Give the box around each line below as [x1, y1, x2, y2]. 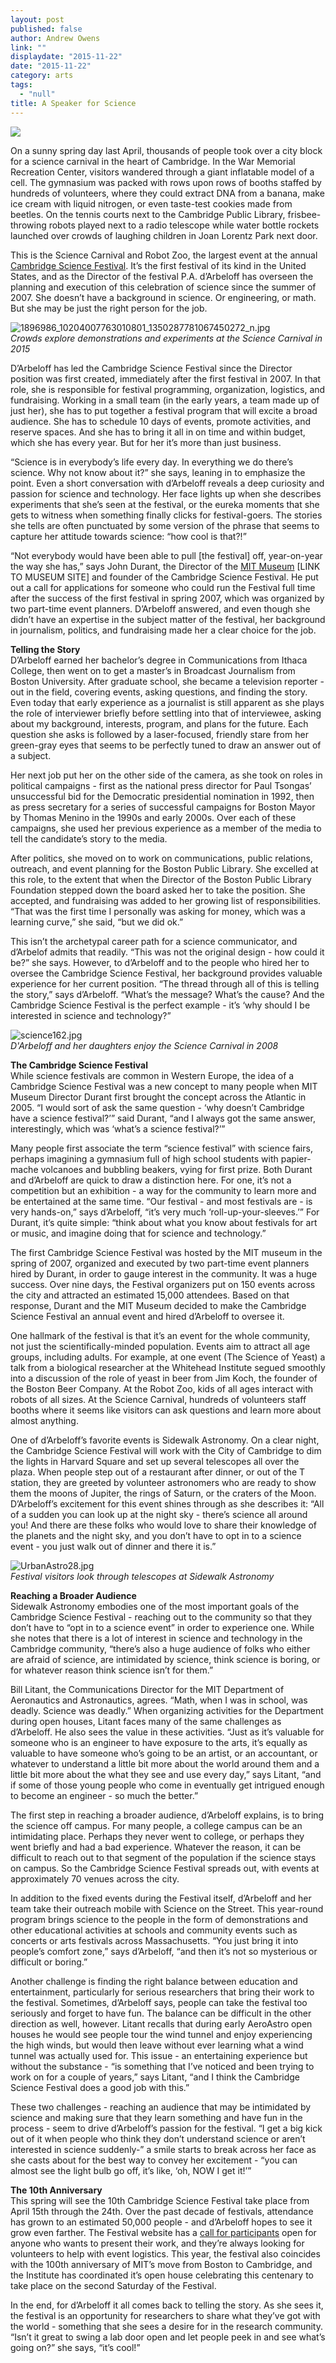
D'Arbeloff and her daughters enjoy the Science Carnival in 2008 [10, 1039, 279, 1051]
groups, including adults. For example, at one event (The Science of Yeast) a [10, 1351, 326, 1363]
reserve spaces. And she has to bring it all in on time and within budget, [10, 426, 306, 438]
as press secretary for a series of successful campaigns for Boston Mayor [10, 801, 316, 813]
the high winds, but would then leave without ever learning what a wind [10, 2039, 304, 2051]
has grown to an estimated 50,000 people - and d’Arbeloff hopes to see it [10, 2216, 313, 2228]
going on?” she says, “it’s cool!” [10, 2341, 141, 2353]
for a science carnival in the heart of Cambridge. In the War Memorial [10, 155, 296, 167]
